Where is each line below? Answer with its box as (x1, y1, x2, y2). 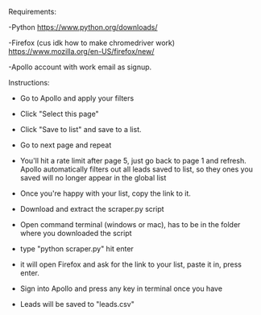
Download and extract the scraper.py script (19, 205, 164, 213)
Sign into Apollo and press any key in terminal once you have (19, 284, 223, 293)
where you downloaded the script (19, 229, 132, 238)
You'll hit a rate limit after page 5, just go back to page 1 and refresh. (19, 156, 247, 165)
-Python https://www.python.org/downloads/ (8, 23, 159, 31)
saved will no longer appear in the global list (19, 173, 167, 182)
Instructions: (8, 78, 50, 87)
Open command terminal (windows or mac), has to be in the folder (19, 220, 241, 229)
